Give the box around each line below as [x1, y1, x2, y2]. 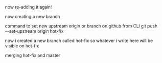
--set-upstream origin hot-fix [5, 28, 64, 34]
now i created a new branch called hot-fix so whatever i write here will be [5, 38, 153, 43]
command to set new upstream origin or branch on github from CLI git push [5, 23, 158, 29]
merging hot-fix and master [5, 52, 60, 58]
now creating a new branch [5, 14, 60, 19]
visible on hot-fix [5, 43, 39, 48]
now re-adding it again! [5, 4, 52, 10]
